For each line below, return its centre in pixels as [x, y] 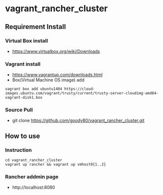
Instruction [19, 150]
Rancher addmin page [32, 177]
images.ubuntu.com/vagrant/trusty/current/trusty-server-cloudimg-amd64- [82, 93]
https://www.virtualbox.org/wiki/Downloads [56, 51]
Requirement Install [35, 27]
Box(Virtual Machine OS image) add [48, 80]
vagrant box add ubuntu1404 [34, 89]
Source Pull [19, 110]
